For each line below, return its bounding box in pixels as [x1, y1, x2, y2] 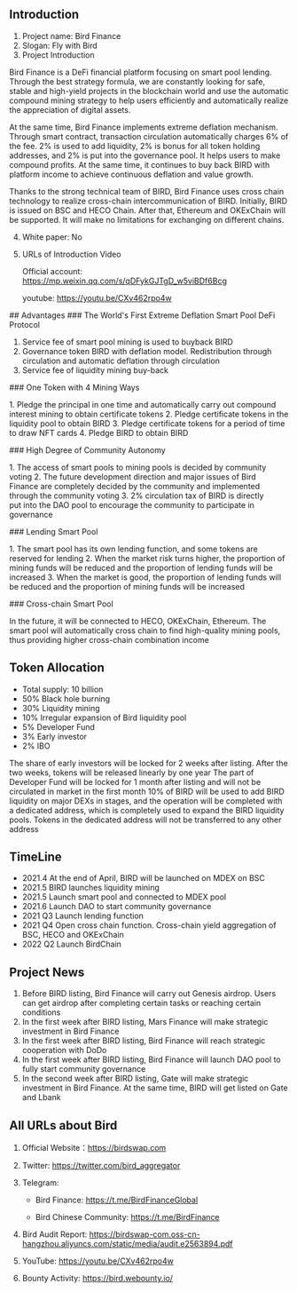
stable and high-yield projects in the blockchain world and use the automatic [9, 85, 289, 96]
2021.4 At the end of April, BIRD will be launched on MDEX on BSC [21, 873, 266, 884]
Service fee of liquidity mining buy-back [21, 364, 168, 376]
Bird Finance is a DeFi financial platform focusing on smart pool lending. [9, 67, 272, 77]
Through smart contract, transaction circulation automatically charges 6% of [9, 131, 289, 141]
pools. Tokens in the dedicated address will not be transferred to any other [9, 814, 282, 825]
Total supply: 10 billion [21, 684, 104, 694]
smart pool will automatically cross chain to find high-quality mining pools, [9, 625, 281, 636]
